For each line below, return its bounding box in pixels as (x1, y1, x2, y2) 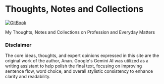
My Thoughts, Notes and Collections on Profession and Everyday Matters (5, 29, 155, 35)
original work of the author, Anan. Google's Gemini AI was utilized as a (5, 58, 149, 64)
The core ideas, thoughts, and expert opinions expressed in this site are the (5, 53, 160, 58)
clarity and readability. (5, 74, 51, 80)
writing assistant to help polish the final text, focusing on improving (5, 63, 142, 69)
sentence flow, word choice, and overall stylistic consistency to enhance (5, 68, 153, 74)
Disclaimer (5, 41, 32, 48)
